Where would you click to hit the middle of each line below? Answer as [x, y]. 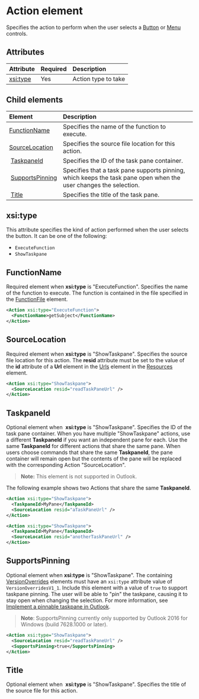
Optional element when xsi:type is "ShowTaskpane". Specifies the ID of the [99, 427]
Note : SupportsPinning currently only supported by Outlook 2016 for [104, 618]
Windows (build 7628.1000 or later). [64, 624]
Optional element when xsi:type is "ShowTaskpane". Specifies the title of [96, 684]
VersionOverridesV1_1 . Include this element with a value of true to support [97, 588]
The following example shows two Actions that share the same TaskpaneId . [99, 488]
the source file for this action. [42, 691]
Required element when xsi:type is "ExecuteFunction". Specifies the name [97, 287]
